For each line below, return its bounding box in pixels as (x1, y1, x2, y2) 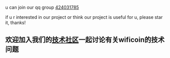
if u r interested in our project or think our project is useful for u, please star (5, 14, 163, 20)
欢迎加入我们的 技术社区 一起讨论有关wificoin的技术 (5, 36, 165, 44)
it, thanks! (5, 20, 26, 25)
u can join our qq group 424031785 (5, 5, 79, 10)
